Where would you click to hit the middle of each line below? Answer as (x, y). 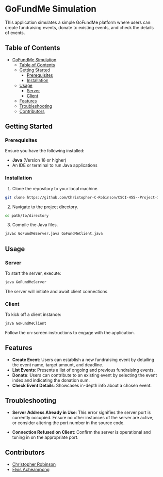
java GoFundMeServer (26, 282)
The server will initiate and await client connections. (57, 291)
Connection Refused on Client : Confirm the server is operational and (81, 432)
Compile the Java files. (35, 225)
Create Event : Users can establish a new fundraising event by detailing (83, 360)
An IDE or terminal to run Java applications (55, 165)
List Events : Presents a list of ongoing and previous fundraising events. (83, 370)
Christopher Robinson (34, 464)
